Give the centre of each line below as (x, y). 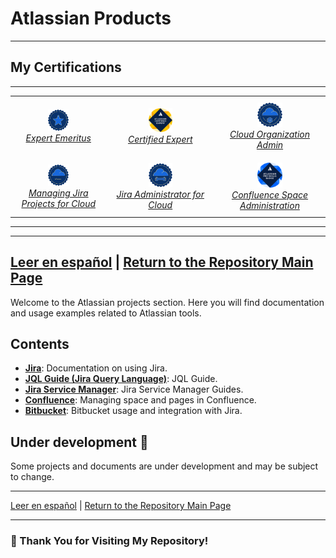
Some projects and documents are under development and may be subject (164, 466)
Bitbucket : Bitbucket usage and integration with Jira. (133, 411)
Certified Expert (160, 139)
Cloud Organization (269, 134)
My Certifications (66, 67)
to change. (32, 477)
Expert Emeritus (58, 138)
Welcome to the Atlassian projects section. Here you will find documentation (167, 302)
